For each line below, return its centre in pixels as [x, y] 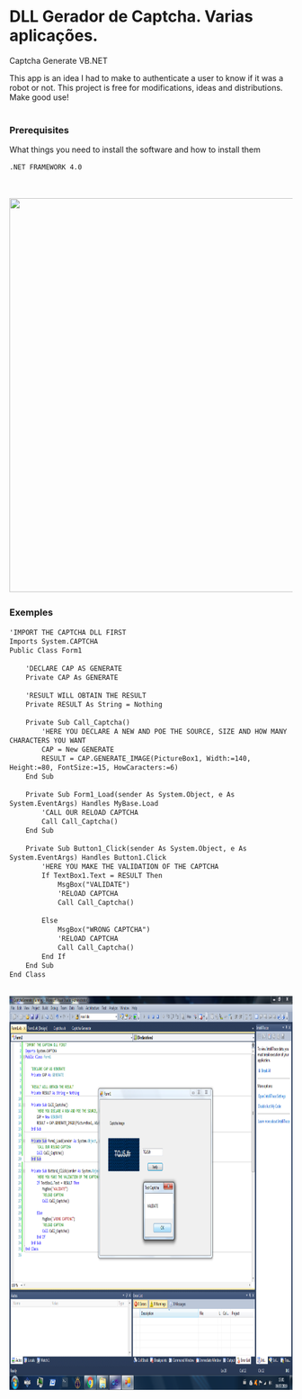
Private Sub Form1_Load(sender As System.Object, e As [130, 794]
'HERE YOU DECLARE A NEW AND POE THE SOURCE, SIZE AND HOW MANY [164, 731]
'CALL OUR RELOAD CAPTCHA [90, 812]
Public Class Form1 [46, 650]
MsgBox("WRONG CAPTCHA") [104, 929]
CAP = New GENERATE [78, 749]
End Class [28, 974]
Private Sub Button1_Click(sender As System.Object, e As [136, 848]
